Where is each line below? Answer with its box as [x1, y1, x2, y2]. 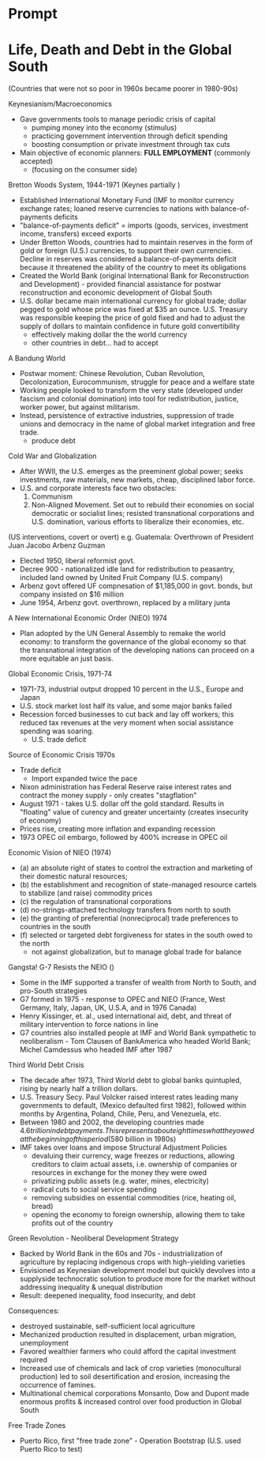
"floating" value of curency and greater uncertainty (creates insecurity [19, 808, 249, 817]
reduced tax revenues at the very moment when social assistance [19, 718, 234, 728]
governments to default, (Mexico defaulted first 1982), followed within [19, 1101, 247, 1110]
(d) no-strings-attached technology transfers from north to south [19, 906, 231, 915]
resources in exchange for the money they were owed [31, 1168, 207, 1177]
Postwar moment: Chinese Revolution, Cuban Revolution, [19, 369, 205, 378]
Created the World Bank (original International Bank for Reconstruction [19, 271, 249, 281]
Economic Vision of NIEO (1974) [8, 848, 112, 857]
